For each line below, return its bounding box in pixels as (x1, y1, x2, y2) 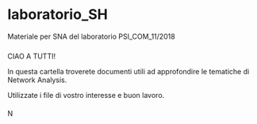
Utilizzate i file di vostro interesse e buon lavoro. (7, 91, 165, 100)
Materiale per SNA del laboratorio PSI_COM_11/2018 (7, 32, 175, 41)
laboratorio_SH (7, 6, 108, 24)
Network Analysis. (7, 75, 67, 85)
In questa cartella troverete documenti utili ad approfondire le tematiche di (7, 67, 250, 77)
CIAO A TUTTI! (7, 51, 56, 61)
